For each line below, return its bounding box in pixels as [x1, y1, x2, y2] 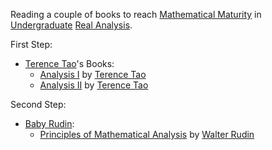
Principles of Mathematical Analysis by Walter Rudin [39, 129, 255, 140]
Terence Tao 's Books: [24, 58, 115, 69]
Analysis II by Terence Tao [39, 79, 149, 91]
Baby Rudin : [24, 118, 75, 129]
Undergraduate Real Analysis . [10, 19, 133, 31]
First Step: [10, 39, 53, 50]
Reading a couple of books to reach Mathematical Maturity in [10, 9, 262, 20]
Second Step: [10, 99, 67, 110]
